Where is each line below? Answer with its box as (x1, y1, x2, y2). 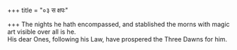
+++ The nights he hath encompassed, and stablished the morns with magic (7, 20, 230, 28)
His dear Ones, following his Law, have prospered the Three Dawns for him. (7, 35, 228, 43)
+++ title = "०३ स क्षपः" (7, 6, 69, 14)
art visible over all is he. (7, 27, 76, 36)
